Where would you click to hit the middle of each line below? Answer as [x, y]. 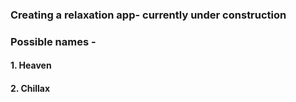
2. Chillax [30, 89]
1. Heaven [31, 65]
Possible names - [53, 41]
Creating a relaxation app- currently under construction [148, 15]
